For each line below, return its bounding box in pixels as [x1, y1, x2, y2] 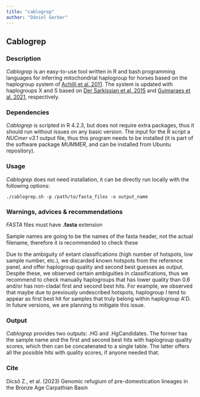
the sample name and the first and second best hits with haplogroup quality [6, 336, 192, 344]
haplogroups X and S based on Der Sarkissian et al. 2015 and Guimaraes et [6, 87, 191, 94]
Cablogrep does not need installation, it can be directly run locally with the [6, 176, 189, 183]
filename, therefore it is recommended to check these [6, 239, 139, 246]
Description [6, 54, 41, 63]
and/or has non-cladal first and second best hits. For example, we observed [6, 282, 193, 290]
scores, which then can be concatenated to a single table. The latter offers [6, 343, 190, 350]
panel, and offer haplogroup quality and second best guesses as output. [6, 264, 184, 271]
